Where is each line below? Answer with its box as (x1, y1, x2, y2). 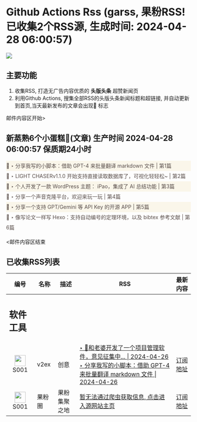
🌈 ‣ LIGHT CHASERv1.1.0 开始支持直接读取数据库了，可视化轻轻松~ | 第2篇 (6, 172, 186, 179)
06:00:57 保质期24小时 (6, 145, 92, 155)
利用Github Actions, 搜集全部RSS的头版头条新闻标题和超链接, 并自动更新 (14, 95, 189, 102)
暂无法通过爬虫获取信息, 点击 (79, 393, 159, 401)
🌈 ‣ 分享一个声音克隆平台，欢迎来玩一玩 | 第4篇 (6, 193, 121, 200)
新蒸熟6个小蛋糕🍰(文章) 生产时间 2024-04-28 (6, 133, 174, 143)
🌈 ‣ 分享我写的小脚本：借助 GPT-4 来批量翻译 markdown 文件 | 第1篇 (6, 162, 172, 169)
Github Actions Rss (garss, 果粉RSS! (6, 5, 186, 19)
